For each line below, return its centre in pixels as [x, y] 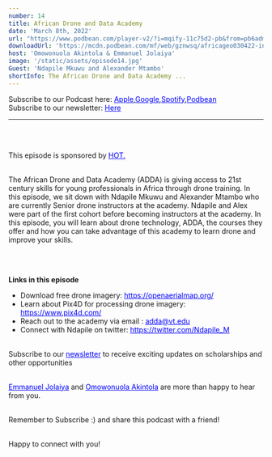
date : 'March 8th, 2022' [50, 31]
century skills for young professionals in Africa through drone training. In [130, 188]
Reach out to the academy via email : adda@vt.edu [105, 321]
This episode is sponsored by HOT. [67, 155]
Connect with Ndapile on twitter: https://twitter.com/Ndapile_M [125, 329]
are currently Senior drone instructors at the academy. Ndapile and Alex [128, 205]
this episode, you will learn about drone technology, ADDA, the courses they [136, 222]
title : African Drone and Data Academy [76, 23]
